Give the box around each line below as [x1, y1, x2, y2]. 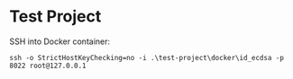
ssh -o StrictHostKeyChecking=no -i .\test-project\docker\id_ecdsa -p [9, 53, 284, 62]
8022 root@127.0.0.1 [9, 61, 87, 70]
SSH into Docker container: [9, 36, 111, 47]
